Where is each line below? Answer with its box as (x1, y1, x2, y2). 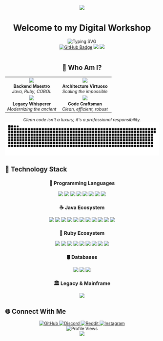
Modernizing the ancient (7, 106, 57, 112)
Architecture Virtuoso (62, 83, 108, 89)
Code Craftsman (68, 101, 102, 107)
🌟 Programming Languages (49, 180, 115, 187)
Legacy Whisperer (12, 101, 51, 107)
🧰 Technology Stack (5, 165, 67, 173)
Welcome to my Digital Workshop (13, 22, 151, 34)
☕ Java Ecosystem (59, 204, 105, 211)
